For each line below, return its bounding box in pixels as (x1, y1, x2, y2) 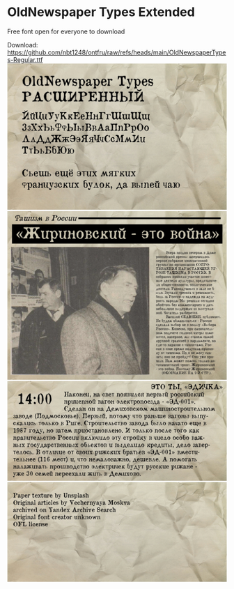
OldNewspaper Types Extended (7, 4, 195, 20)
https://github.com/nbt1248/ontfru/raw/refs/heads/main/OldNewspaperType (7, 48, 226, 56)
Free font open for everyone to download (7, 27, 125, 36)
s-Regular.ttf (7, 55, 43, 63)
